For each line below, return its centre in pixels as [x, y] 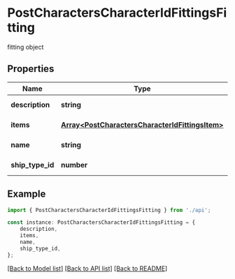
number [74, 165]
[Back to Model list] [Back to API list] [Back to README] [87, 268]
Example [27, 194]
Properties [31, 69]
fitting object [26, 47]
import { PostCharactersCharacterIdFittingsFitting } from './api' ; [109, 210]
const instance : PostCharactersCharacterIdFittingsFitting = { [101, 223]
